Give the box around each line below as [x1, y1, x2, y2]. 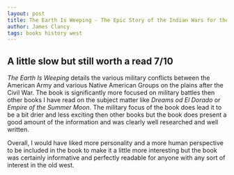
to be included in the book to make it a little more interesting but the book [7, 147, 217, 155]
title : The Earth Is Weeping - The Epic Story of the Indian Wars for [7, 17, 217, 24]
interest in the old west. [7, 161, 75, 169]
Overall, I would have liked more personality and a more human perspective [7, 139, 224, 147]
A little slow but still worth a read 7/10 [7, 55, 173, 67]
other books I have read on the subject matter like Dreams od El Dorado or [7, 96, 221, 104]
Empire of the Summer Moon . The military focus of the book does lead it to [7, 103, 222, 112]
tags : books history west [7, 29, 82, 37]
